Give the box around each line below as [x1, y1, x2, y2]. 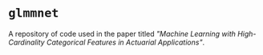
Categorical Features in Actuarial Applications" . [47, 37, 205, 47]
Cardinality [8, 37, 46, 47]
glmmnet [8, 6, 59, 21]
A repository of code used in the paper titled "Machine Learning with [8, 29, 237, 38]
